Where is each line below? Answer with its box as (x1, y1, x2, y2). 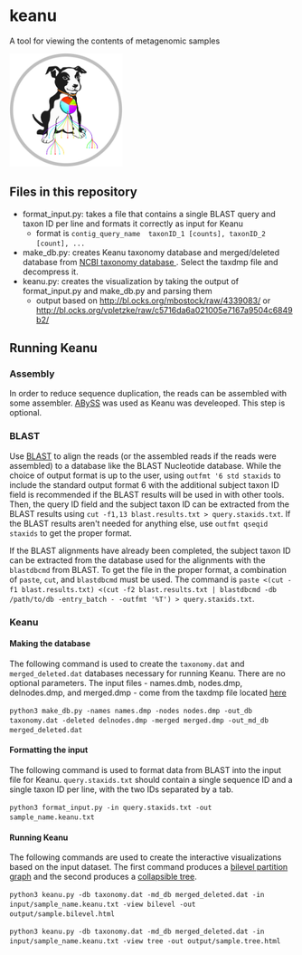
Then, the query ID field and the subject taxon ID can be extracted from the (9, 499, 289, 510)
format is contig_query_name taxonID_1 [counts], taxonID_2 (35, 227, 267, 238)
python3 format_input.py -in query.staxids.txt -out (9, 803, 212, 813)
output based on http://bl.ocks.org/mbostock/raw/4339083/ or (35, 295, 271, 306)
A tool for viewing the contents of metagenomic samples (9, 35, 221, 46)
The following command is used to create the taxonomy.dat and (9, 658, 245, 669)
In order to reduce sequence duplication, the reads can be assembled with (9, 388, 288, 399)
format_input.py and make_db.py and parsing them (22, 285, 212, 296)
